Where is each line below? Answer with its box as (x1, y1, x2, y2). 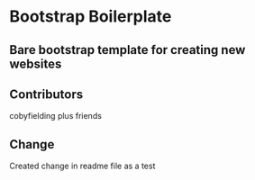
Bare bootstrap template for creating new (9, 42, 246, 58)
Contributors (9, 86, 84, 102)
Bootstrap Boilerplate (9, 6, 172, 27)
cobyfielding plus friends (9, 111, 102, 121)
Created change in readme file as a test (9, 160, 156, 172)
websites (9, 56, 62, 71)
